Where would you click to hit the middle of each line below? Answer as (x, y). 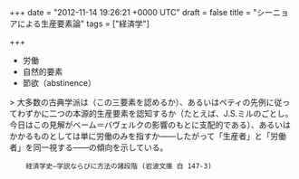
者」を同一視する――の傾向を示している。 (89, 147)
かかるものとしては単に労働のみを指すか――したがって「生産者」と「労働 (148, 136)
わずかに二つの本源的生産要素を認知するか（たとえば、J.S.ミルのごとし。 (155, 113)
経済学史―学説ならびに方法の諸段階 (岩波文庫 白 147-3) (119, 166)
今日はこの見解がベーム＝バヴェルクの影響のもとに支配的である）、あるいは (150, 125)
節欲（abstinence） (59, 83)
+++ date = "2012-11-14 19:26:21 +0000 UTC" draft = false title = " (133, 12)
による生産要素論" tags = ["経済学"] (83, 24)
